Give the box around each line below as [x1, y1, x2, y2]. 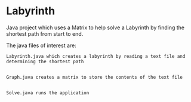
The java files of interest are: [6, 42, 76, 49]
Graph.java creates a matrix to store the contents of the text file [6, 74, 183, 80]
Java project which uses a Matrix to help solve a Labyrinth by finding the [6, 24, 185, 31]
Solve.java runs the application [6, 89, 90, 96]
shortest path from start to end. [6, 30, 84, 37]
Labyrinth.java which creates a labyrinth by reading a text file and [6, 53, 186, 59]
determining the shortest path [6, 58, 84, 64]
